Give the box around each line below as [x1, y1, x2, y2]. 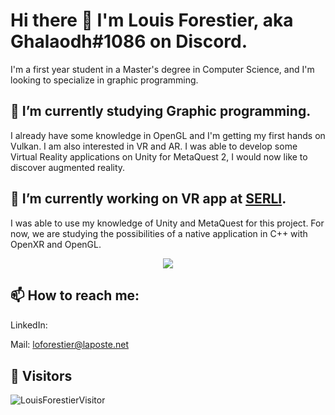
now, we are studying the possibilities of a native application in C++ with [10, 227, 308, 239]
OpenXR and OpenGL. [10, 238, 102, 250]
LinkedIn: [10, 319, 48, 331]
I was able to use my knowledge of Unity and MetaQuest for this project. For [10, 217, 325, 229]
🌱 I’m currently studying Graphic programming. [10, 103, 312, 120]
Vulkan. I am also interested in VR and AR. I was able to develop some [10, 140, 298, 152]
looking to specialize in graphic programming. [10, 74, 199, 86]
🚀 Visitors [10, 367, 73, 384]
